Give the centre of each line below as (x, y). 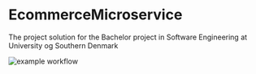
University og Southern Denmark (63, 45)
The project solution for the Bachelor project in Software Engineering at (128, 37)
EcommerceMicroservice (95, 15)
